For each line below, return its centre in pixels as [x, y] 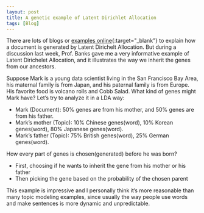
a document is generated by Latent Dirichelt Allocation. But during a [91, 47]
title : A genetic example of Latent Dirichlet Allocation [81, 18]
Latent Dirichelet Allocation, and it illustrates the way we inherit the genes [98, 60]
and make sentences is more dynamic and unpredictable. [78, 204]
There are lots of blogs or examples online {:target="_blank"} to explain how [101, 41]
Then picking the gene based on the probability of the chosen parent [102, 179]
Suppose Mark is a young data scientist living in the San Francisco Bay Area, [102, 78]
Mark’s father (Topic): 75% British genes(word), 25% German [92, 135]
